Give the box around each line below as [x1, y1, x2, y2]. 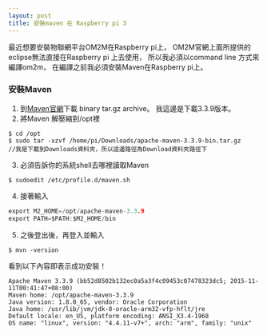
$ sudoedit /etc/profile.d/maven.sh [8, 176, 130, 184]
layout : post [8, 11, 52, 20]
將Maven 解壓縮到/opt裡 [19, 114, 100, 123]
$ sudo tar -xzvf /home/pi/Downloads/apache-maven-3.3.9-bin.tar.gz [8, 137, 241, 145]
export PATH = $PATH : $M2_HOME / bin [8, 214, 116, 222]
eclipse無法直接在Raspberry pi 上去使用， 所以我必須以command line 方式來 [8, 52, 260, 62]
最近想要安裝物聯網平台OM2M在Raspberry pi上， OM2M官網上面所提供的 [8, 42, 252, 52]
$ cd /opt [8, 130, 42, 138]
